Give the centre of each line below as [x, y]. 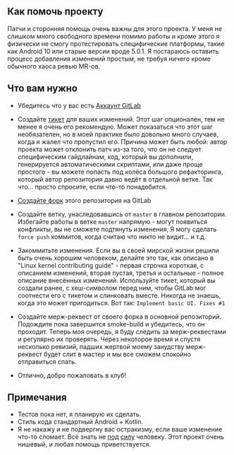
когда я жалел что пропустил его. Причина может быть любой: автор [122, 141]
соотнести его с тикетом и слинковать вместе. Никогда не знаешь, [119, 295]
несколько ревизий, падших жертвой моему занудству [101, 346]
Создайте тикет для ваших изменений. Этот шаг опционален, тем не [121, 119]
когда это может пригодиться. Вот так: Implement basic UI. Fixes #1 [121, 302]
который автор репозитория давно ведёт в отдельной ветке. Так [115, 179]
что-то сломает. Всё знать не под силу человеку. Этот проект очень [121, 437]
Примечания [37, 397]
